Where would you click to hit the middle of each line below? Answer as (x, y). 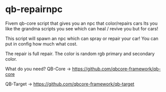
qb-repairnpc (34, 9)
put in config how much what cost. (41, 43)
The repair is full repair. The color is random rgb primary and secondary (80, 54)
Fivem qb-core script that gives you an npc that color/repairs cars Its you (81, 23)
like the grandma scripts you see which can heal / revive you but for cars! (82, 28)
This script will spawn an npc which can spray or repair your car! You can (82, 38)
